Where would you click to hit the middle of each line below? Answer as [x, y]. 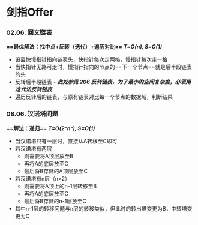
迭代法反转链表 [33, 89]
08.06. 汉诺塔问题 [32, 114]
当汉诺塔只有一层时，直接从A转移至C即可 [66, 141]
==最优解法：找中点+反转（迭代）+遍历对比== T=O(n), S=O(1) [84, 47]
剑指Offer [30, 12]
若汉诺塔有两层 [33, 148]
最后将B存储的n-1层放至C [55, 201]
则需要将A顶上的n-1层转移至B [60, 186]
